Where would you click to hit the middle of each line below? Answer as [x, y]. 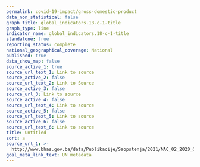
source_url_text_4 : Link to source [50, 105]
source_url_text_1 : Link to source [50, 72]
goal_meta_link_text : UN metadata [49, 155]
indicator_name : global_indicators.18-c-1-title [68, 34]
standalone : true [28, 39]
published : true [26, 56]
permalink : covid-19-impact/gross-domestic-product [71, 12]
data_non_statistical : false [42, 17]
